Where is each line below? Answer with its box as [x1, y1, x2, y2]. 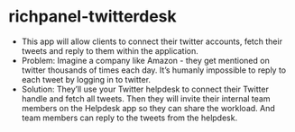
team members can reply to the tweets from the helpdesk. [21, 112, 238, 123]
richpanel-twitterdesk [8, 6, 177, 27]
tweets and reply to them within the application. [21, 45, 199, 56]
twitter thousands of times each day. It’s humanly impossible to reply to [21, 65, 287, 75]
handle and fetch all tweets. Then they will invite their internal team [21, 92, 271, 104]
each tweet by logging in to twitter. [21, 74, 151, 84]
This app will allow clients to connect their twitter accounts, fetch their [21, 36, 283, 47]
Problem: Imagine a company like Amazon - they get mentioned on [21, 55, 270, 66]
